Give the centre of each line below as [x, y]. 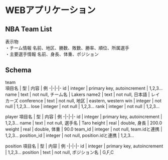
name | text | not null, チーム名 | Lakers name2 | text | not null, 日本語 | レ [80, 94]
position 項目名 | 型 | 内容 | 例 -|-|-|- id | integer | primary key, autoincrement [84, 146]
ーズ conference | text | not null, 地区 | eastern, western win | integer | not [85, 100]
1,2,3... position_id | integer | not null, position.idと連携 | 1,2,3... [70, 135]
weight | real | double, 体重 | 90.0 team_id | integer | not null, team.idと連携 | [84, 129]
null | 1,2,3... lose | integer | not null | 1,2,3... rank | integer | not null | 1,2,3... [82, 106]
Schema [18, 70]
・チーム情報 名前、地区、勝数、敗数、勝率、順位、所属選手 [67, 48]
